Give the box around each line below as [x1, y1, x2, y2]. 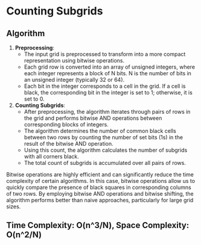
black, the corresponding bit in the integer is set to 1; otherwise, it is [24, 89, 193, 96]
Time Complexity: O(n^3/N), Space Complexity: [6, 220, 190, 231]
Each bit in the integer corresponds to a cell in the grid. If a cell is [24, 82, 186, 90]
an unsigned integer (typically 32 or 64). [24, 76, 125, 83]
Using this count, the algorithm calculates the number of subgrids [24, 146, 188, 154]
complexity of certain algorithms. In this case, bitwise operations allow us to [6, 178, 195, 184]
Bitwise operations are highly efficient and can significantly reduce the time [6, 171, 194, 178]
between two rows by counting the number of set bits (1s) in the [24, 134, 183, 141]
